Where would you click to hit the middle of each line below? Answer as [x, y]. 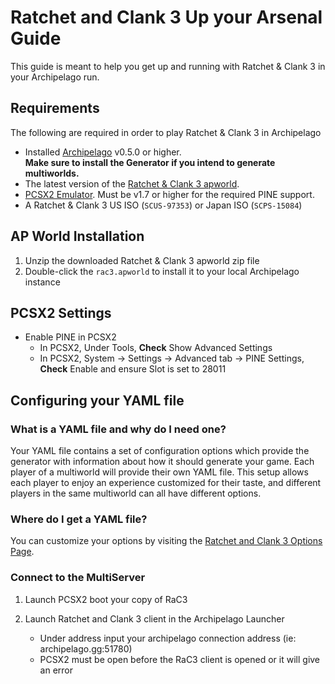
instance [42, 282]
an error [56, 670]
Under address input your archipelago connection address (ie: [168, 638]
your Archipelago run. [55, 77]
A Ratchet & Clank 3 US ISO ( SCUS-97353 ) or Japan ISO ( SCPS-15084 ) [163, 205]
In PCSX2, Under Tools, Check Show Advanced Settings [156, 348]
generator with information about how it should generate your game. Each [162, 462]
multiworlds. [52, 173]
